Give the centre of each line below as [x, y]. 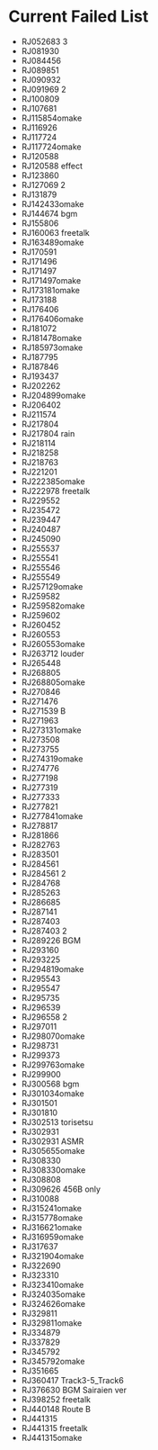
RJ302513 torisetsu [57, 1121]
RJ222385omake [53, 481]
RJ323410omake [53, 1284]
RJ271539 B [44, 711]
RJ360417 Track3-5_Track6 [73, 1380]
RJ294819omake [53, 968]
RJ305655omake [53, 1150]
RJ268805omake [53, 682]
